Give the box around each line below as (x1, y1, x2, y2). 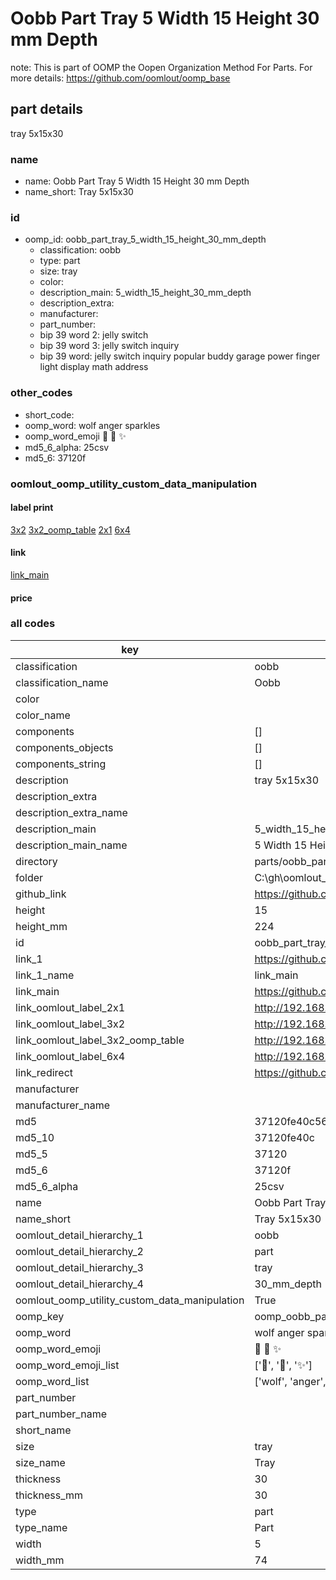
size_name (15, 1455, 66, 1469)
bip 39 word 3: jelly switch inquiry (39, 340, 180, 352)
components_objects (15, 740, 114, 754)
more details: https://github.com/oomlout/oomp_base (10, 72, 231, 84)
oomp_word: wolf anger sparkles (24, 419, 161, 431)
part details (10, 101, 84, 118)
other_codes (10, 386, 73, 400)
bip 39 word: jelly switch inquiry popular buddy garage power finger (39, 350, 321, 362)
